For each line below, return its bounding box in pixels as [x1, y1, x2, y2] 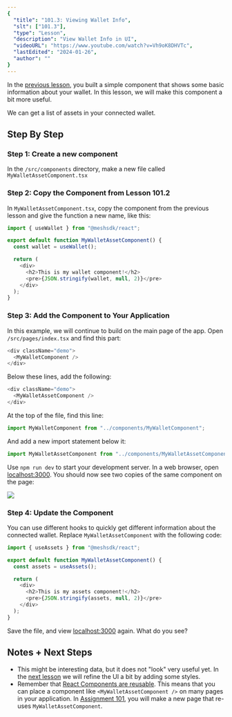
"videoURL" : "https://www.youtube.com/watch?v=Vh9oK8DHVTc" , [13, 42, 193, 49]
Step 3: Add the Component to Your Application [7, 311, 171, 321]
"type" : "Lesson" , [13, 29, 67, 37]
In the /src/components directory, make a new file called [7, 165, 166, 173]
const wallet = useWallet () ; [13, 243, 97, 251]
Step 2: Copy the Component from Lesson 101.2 [7, 188, 171, 198]
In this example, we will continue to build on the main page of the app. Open [7, 326, 224, 335]
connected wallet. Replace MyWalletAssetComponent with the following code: [7, 530, 222, 539]
